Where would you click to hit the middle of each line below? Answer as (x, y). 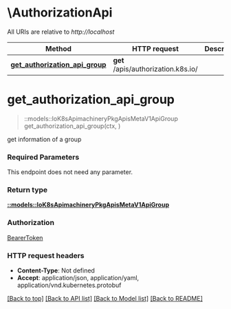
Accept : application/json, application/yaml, (78, 278)
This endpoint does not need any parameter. (70, 172)
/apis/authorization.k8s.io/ (155, 69)
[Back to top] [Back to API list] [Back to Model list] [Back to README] (105, 299)
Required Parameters (43, 157)
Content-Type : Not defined (56, 270)
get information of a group (44, 139)
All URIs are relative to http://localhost (61, 32)
